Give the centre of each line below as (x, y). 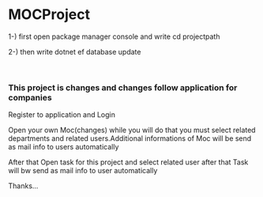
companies (30, 97)
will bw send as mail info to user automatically (83, 171)
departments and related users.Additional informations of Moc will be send (130, 138)
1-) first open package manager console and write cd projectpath (114, 36)
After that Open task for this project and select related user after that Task (128, 162)
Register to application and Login (62, 115)
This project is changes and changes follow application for (123, 87)
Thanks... (23, 186)
